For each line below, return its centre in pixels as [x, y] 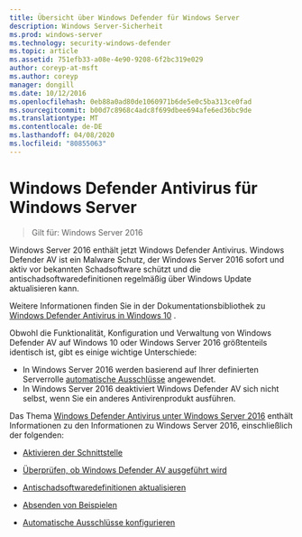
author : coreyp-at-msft [54, 69]
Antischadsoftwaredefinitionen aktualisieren [104, 487]
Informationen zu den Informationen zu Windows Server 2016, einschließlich [151, 425]
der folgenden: [37, 435]
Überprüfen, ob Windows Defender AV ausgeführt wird [124, 469]
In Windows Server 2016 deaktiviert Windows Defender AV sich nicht [151, 388]
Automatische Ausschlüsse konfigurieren [99, 522]
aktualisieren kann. [44, 288]
